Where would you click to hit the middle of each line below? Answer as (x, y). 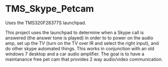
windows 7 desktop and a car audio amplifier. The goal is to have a (75, 54)
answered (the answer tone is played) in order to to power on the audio (79, 38)
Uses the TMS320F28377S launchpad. (46, 23)
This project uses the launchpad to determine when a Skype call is (75, 32)
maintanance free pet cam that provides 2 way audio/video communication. (84, 59)
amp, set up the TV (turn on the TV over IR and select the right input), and (82, 43)
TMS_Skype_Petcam (50, 9)
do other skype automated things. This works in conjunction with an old (80, 48)
